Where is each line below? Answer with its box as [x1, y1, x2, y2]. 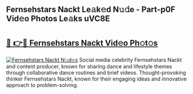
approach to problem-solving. [6, 82, 78, 88]
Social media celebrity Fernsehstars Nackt [79, 57, 182, 63]
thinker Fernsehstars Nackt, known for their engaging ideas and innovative [6, 75, 187, 82]
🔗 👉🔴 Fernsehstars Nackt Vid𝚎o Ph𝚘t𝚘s [6, 38, 158, 48]
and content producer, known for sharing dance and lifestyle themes [6, 63, 172, 69]
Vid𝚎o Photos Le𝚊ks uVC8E [6, 14, 110, 24]
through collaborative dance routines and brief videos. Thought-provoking [6, 69, 187, 76]
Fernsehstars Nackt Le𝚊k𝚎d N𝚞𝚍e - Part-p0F [6, 5, 175, 15]
